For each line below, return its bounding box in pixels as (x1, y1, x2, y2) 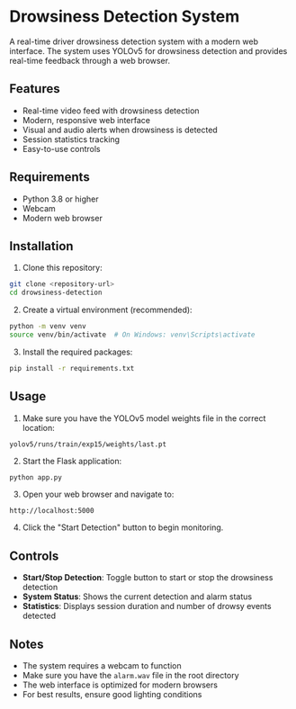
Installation (9, 238, 74, 254)
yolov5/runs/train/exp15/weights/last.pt (9, 439, 167, 449)
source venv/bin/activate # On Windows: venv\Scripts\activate (9, 330, 256, 339)
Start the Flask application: (22, 455, 122, 466)
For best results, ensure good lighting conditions (22, 689, 202, 700)
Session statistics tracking (22, 133, 120, 145)
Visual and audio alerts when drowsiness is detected (22, 124, 218, 135)
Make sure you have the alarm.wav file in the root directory (22, 670, 240, 681)
